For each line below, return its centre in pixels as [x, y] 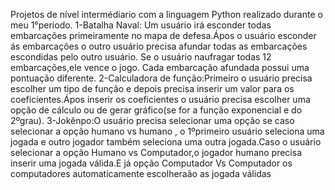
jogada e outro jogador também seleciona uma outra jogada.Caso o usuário [166, 142]
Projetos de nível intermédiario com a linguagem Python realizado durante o [166, 14]
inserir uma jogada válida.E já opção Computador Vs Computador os [151, 163]
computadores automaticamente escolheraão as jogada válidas [141, 173]
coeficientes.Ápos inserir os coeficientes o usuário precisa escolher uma [160, 99]
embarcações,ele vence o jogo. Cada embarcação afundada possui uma [160, 67]
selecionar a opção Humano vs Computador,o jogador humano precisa [156, 152]
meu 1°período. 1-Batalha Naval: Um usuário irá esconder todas [141, 25]
